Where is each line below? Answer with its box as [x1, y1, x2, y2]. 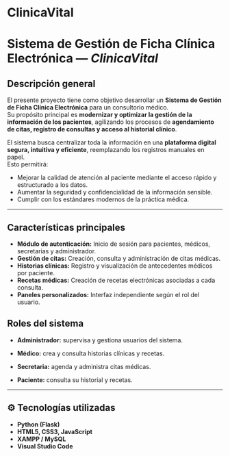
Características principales [7, 221, 125, 233]
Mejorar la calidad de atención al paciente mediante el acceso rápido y [16, 173, 217, 182]
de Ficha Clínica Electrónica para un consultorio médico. [7, 103, 169, 112]
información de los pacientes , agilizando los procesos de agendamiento [7, 118, 214, 126]
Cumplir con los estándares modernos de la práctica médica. [16, 195, 190, 203]
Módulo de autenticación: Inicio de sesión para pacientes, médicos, [16, 240, 211, 248]
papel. [7, 153, 25, 162]
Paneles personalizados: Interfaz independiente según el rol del [16, 291, 200, 299]
